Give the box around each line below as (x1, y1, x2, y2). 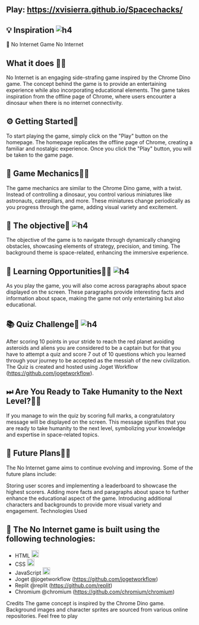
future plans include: (6, 470, 56, 477)
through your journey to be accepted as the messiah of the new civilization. (6, 357, 191, 364)
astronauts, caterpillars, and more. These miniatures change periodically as (6, 197, 191, 204)
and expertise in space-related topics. (6, 431, 99, 438)
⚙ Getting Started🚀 (6, 116, 78, 127)
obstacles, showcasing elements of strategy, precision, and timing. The (6, 242, 181, 250)
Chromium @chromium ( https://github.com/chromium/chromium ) (14, 588, 175, 595)
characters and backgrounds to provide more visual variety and (6, 500, 162, 508)
